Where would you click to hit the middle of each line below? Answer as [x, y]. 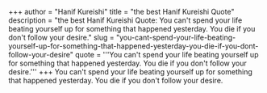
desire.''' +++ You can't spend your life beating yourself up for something [130, 72]
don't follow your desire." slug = [61, 37]
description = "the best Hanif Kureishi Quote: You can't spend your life [125, 20]
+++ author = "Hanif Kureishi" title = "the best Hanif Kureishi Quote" [121, 12]
